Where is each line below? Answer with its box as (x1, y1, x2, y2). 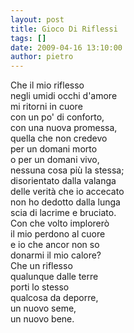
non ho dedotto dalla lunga (10, 196, 121, 208)
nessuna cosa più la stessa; (10, 164, 125, 176)
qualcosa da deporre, (10, 292, 99, 304)
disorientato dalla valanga (10, 175, 117, 187)
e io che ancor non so (10, 239, 100, 251)
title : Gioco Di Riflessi (10, 24, 118, 34)
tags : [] (10, 33, 47, 43)
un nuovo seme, (10, 302, 77, 315)
